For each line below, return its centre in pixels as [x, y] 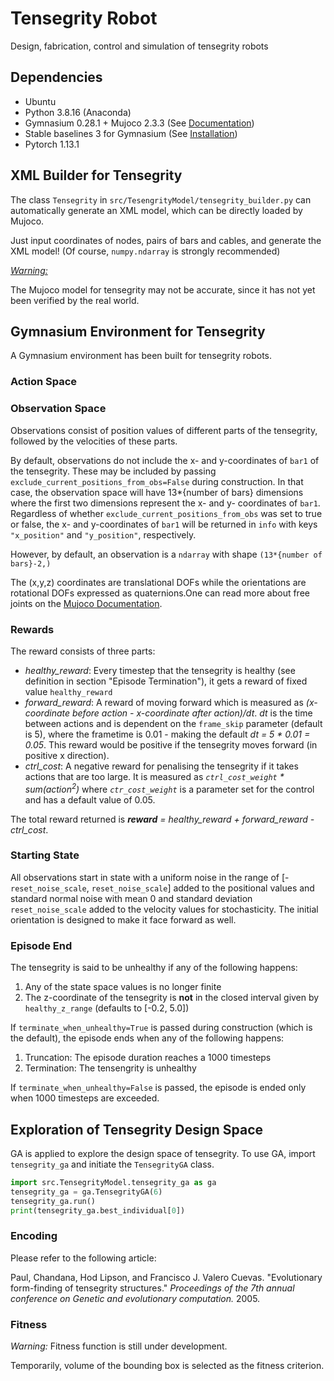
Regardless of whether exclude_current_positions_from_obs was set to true [166, 513]
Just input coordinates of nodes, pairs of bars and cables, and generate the [166, 240]
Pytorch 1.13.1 [52, 144]
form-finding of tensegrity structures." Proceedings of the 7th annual [152, 1288]
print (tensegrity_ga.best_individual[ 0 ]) [98, 1210]
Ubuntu [40, 101]
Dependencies [56, 77]
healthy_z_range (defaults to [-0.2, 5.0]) [107, 1008]
